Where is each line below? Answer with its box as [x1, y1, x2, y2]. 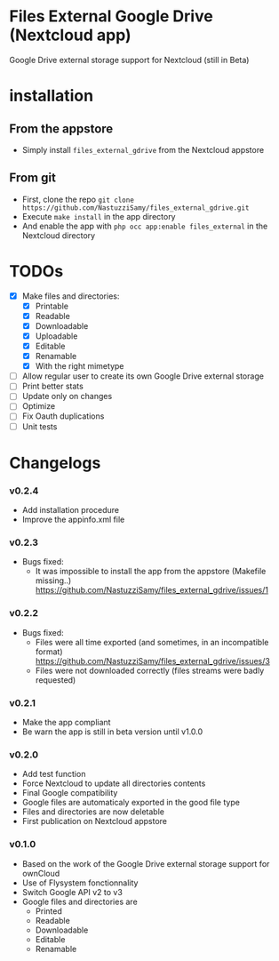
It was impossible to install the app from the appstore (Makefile [35, 566, 267, 577]
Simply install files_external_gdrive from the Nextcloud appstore [21, 144, 265, 155]
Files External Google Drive [9, 6, 213, 27]
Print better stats [21, 380, 84, 392]
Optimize [21, 401, 56, 412]
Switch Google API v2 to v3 [21, 886, 123, 897]
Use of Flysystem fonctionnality [21, 877, 139, 888]
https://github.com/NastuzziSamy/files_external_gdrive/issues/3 [35, 655, 271, 666]
